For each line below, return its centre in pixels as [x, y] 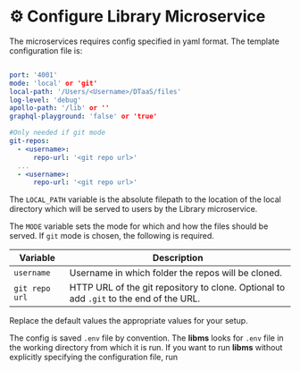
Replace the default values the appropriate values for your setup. [129, 321]
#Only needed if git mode [57, 133]
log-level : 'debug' [46, 100]
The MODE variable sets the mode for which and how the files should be [139, 226]
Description [178, 258]
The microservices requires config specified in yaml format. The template [144, 41]
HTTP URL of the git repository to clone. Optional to [177, 288]
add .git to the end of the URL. [135, 299]
